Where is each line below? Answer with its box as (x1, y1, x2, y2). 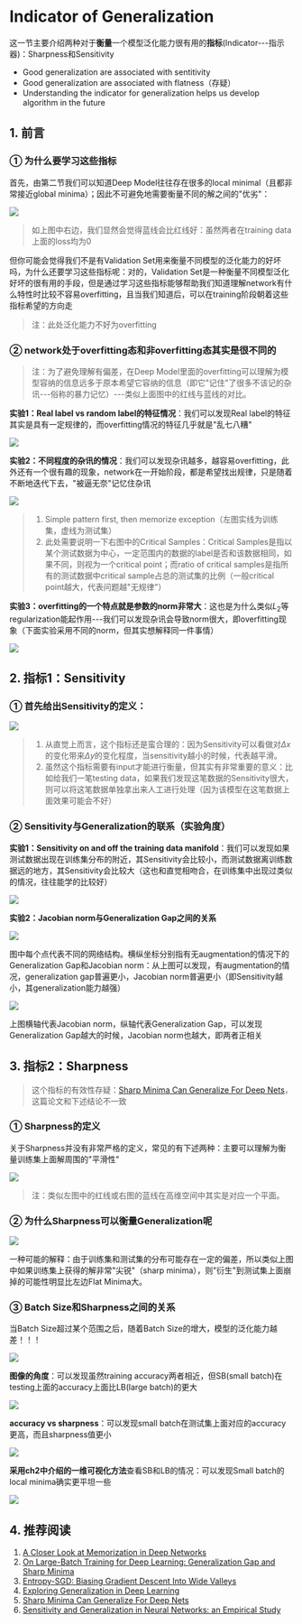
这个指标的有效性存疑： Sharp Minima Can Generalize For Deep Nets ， (31, 1084, 293, 1095)
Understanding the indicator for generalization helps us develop (22, 88, 260, 98)
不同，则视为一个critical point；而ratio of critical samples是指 (52, 558, 281, 569)
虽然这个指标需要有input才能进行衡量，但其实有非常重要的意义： (44, 761, 286, 772)
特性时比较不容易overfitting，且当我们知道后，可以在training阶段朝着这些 (16, 289, 288, 300)
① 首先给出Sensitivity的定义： (9, 700, 147, 713)
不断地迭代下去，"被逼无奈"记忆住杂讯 (9, 477, 151, 488)
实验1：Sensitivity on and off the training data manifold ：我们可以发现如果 (9, 842, 290, 854)
